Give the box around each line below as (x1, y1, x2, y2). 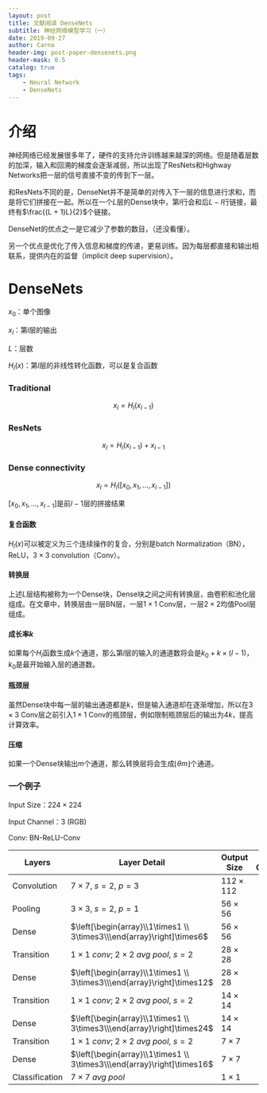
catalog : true (8, 64, 56, 72)
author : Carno (8, 41, 56, 49)
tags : (8, 71, 26, 79)
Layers (24, 857, 51, 868)
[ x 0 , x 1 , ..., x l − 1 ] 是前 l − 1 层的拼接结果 (8, 498, 126, 510)
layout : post (8, 11, 52, 20)
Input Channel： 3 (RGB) (8, 817, 87, 827)
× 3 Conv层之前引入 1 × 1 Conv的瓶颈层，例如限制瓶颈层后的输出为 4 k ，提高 (8, 710, 253, 719)
